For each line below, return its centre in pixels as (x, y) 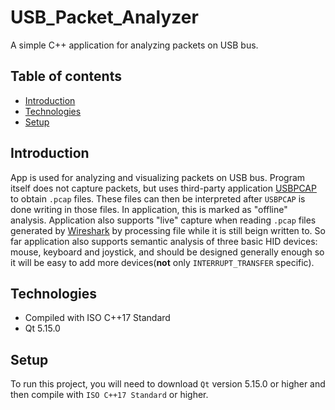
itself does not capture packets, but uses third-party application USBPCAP (163, 188)
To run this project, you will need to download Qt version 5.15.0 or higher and (168, 384)
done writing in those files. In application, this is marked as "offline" (149, 209)
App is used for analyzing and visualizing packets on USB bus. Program (158, 177)
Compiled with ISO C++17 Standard (97, 318)
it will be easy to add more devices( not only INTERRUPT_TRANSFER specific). (162, 262)
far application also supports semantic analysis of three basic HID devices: (164, 241)
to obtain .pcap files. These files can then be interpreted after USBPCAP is (158, 198)
